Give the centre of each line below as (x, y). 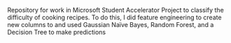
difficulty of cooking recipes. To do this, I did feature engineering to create (114, 17)
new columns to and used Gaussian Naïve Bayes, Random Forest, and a (111, 25)
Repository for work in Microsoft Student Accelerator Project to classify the (115, 10)
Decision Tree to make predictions (57, 32)
